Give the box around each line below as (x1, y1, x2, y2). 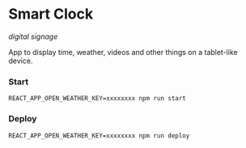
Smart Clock (8, 5, 94, 23)
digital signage (8, 32, 58, 41)
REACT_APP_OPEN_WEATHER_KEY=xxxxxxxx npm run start (8, 95, 186, 103)
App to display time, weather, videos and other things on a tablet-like (8, 47, 238, 57)
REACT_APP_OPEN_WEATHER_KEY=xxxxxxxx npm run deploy (8, 131, 190, 140)
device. (8, 56, 33, 66)
